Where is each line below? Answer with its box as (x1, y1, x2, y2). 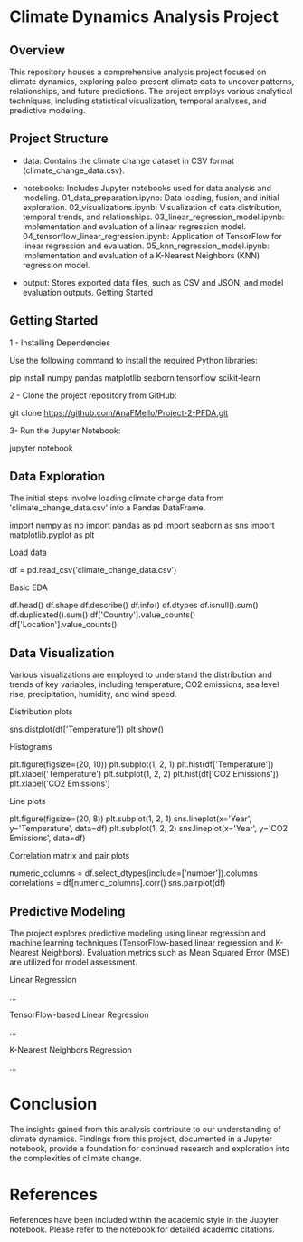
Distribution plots (9, 706, 73, 717)
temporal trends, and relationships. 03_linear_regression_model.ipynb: (22, 211, 285, 222)
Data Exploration (9, 469, 106, 484)
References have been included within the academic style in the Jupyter (9, 1214, 279, 1225)
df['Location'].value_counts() (9, 619, 118, 630)
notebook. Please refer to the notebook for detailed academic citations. (9, 1224, 275, 1235)
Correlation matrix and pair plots (9, 850, 130, 861)
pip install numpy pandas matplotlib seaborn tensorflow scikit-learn (9, 372, 260, 383)
